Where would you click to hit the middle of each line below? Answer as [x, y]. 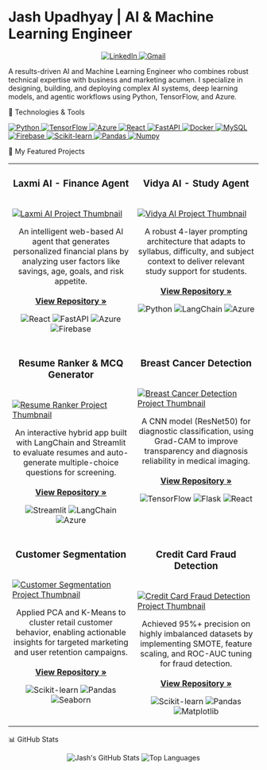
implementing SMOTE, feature [196, 644]
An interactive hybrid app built [71, 432]
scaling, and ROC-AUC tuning [196, 653]
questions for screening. [71, 472]
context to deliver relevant [196, 261]
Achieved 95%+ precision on [196, 624]
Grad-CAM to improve [196, 441]
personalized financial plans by [71, 251]
